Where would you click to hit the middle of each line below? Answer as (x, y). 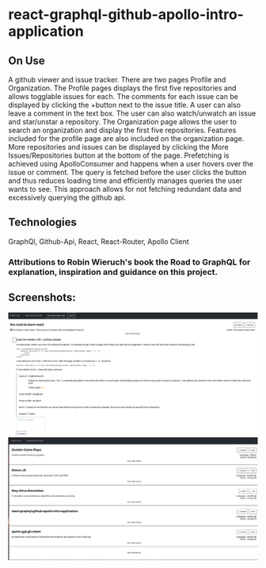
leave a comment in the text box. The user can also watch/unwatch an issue (132, 113)
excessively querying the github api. (67, 197)
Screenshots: (42, 297)
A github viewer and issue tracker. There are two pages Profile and (117, 80)
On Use (27, 61)
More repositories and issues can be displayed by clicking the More (118, 147)
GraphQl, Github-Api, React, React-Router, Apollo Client (99, 241)
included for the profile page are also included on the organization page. (126, 139)
